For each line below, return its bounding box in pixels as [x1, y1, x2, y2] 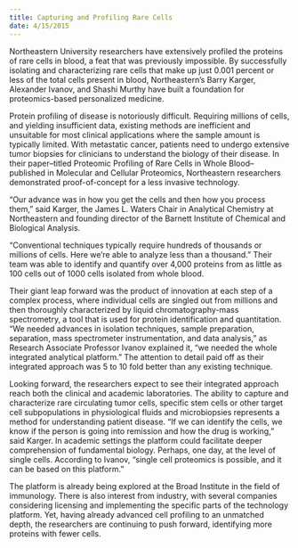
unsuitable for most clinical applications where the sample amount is [9, 129, 261, 140]
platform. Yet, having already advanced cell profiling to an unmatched [9, 509, 265, 519]
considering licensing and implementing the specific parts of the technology [9, 500, 289, 511]
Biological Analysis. [9, 222, 81, 233]
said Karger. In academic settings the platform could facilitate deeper [9, 435, 262, 446]
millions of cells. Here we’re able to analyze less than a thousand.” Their [9, 249, 273, 259]
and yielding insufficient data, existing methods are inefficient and [9, 119, 251, 130]
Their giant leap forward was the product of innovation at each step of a [9, 285, 273, 296]
